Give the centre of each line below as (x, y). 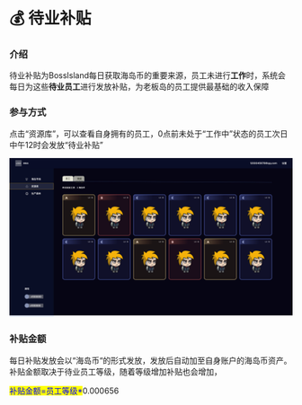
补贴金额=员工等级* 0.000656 (64, 391)
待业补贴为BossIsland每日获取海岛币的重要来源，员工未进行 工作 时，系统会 (147, 75)
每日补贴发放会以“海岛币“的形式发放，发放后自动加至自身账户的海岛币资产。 (151, 360)
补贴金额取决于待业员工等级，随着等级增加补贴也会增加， (115, 371)
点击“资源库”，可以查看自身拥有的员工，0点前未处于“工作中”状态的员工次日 (149, 133)
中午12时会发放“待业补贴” (56, 145)
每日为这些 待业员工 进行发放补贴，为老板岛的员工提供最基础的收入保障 (139, 87)
